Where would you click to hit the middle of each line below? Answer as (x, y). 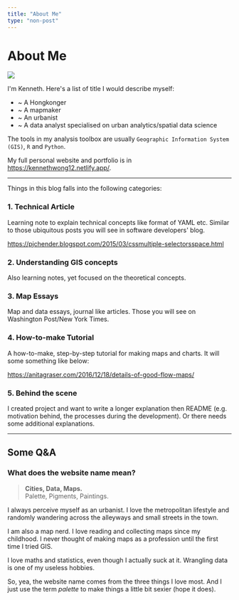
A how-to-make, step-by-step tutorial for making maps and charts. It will (113, 353)
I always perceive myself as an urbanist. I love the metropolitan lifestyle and (118, 510)
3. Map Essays (33, 296)
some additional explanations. (51, 423)
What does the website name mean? (72, 473)
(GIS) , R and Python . (37, 147)
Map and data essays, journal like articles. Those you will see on (102, 312)
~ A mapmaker (39, 110)
